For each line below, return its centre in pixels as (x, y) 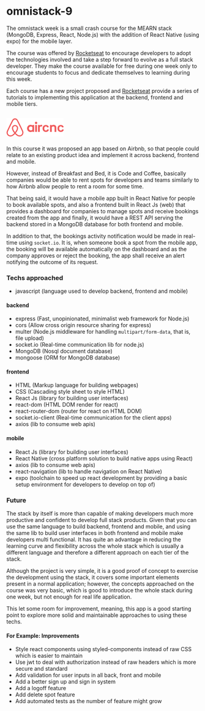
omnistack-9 (39, 11)
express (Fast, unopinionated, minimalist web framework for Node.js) (102, 319)
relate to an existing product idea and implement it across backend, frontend (103, 155)
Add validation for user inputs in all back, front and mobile (88, 675)
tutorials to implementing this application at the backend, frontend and (95, 97)
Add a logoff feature (40, 688)
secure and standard (41, 669)
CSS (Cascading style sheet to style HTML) (70, 392)
